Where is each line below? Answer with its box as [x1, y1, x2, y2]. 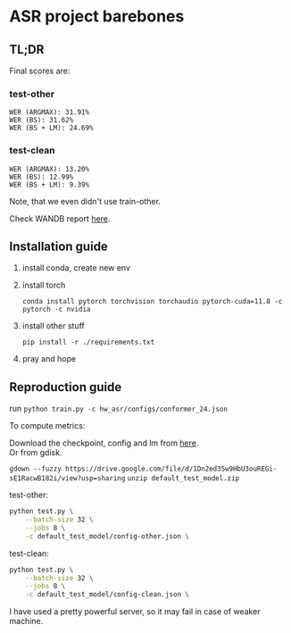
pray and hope [21, 354, 77, 364]
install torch [21, 279, 66, 291]
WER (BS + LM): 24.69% [9, 123, 94, 133]
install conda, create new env [21, 262, 131, 273]
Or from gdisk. [9, 447, 62, 458]
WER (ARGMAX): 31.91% [9, 108, 90, 117]
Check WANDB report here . [9, 212, 111, 224]
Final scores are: [9, 65, 71, 76]
